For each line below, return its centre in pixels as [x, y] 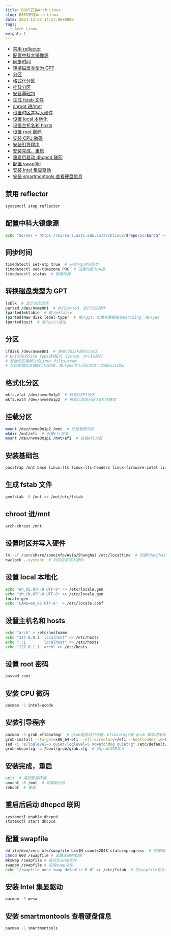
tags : [11, 24]
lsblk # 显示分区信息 [27, 303]
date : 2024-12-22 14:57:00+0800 [39, 19]
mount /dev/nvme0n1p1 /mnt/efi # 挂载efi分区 [54, 438]
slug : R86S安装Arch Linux [32, 15]
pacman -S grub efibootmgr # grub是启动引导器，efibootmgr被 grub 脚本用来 [84, 735]
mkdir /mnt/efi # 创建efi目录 [37, 434]
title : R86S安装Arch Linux [33, 10]
